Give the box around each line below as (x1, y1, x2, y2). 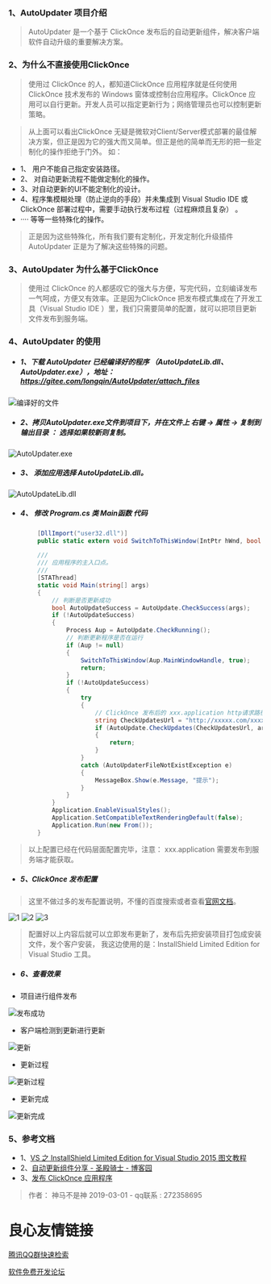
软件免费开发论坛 (8, 1266, 65, 1276)
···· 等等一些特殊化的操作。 (19, 214, 109, 223)
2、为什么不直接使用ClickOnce (8, 59, 130, 70)
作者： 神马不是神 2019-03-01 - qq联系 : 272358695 (27, 1190, 202, 1199)
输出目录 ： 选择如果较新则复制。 (19, 427, 131, 437)
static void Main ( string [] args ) (37, 581, 150, 590)
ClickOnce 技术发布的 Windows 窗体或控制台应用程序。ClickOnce (27, 89, 248, 98)
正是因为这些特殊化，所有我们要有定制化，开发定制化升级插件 (27, 231, 234, 241)
